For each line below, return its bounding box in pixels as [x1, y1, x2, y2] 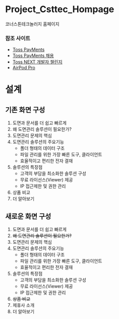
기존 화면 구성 [5, 105, 45, 114]
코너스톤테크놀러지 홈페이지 [5, 21, 59, 27]
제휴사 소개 [12, 302, 35, 308]
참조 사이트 [5, 34, 31, 41]
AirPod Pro [12, 65, 35, 71]
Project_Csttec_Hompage [5, 4, 114, 15]
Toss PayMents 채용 [12, 53, 54, 59]
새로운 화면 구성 [5, 212, 51, 220]
